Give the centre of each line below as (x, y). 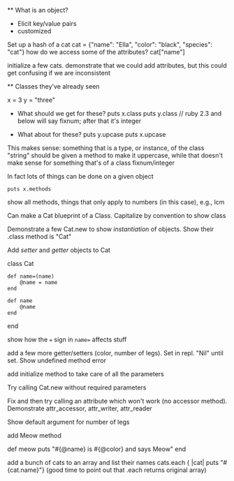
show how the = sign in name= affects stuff (67, 339)
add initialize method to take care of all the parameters (86, 374)
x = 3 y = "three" (31, 100)
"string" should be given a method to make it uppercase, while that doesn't (115, 155)
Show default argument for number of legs (68, 422)
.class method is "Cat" (39, 236)
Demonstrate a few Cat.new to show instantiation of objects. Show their (111, 229)
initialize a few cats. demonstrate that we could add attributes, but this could (117, 65)
